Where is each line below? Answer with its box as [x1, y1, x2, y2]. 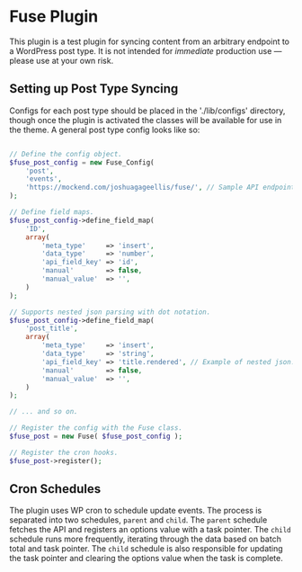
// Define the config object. [9, 149, 123, 158]
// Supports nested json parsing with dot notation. [9, 308, 211, 317]
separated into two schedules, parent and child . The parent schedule [9, 514, 268, 525]
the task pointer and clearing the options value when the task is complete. [9, 553, 283, 564]
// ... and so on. [9, 407, 78, 416]
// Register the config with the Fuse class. [9, 424, 182, 433]
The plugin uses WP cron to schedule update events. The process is [9, 505, 262, 516]
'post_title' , [25, 324, 78, 334]
